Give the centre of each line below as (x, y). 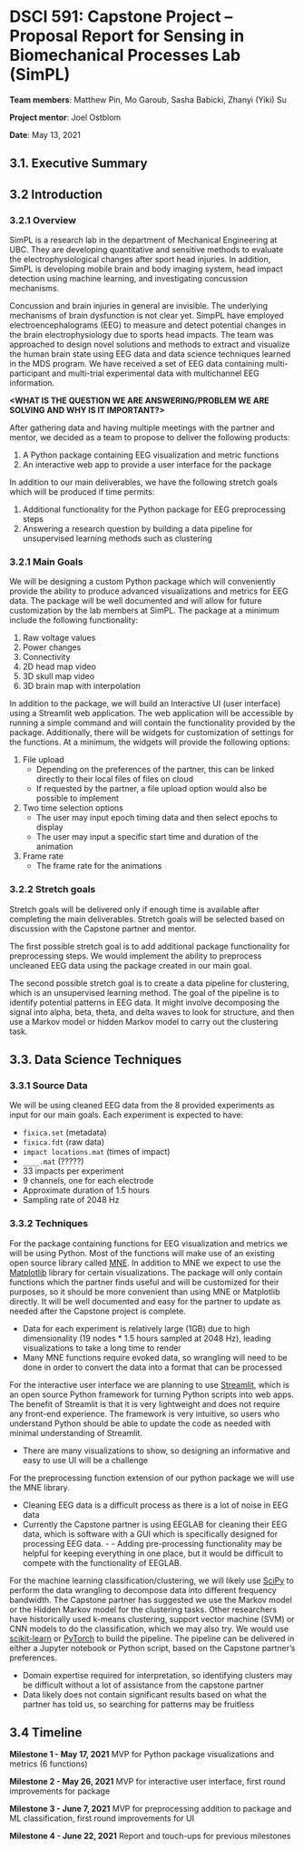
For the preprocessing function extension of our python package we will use (152, 1478)
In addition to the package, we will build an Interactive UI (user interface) (145, 704)
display (49, 827)
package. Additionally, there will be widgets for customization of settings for (152, 733)
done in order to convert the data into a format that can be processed (152, 1367)
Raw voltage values (59, 638)
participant (29, 373)
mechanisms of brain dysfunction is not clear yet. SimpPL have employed (147, 316)
